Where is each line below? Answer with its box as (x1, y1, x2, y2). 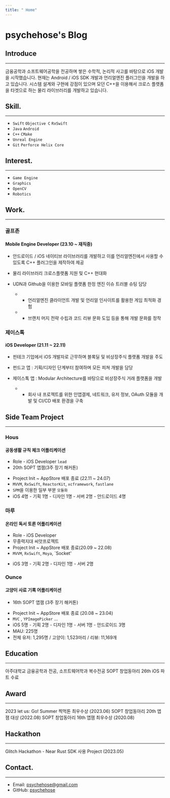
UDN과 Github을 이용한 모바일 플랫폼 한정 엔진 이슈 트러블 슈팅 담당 (12, 281, 147, 287)
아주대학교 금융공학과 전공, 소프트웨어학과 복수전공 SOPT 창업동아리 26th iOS (5, 668, 159, 674)
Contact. (5, 763, 34, 772)
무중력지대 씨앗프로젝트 (12, 538, 59, 544)
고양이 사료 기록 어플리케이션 (5, 587, 62, 593)
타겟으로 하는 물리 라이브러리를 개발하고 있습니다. (10, 87, 108, 93)
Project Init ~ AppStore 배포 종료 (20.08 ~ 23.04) (12, 610, 113, 616)
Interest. (5, 156, 33, 165)
